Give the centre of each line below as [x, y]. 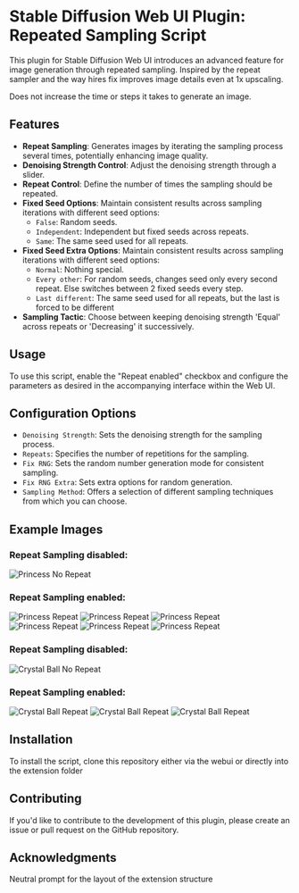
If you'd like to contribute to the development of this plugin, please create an [149, 820]
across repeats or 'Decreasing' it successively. [108, 326]
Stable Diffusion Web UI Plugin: [128, 17]
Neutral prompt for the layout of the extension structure [111, 879]
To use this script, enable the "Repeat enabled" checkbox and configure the [149, 376]
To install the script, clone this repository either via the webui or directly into [149, 761]
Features [34, 125]
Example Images [56, 529]
